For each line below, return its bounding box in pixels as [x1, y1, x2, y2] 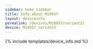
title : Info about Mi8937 [5, 12, 58, 16]
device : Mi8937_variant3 [5, 25, 56, 30]
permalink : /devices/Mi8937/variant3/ [5, 20, 85, 26]
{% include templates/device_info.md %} [5, 38, 89, 44]
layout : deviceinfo [5, 16, 45, 21]
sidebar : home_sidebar [5, 7, 52, 12]
